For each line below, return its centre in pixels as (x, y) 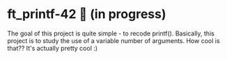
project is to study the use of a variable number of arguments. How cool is (114, 40)
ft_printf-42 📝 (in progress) (87, 14)
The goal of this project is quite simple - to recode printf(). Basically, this (111, 33)
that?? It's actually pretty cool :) (53, 48)
